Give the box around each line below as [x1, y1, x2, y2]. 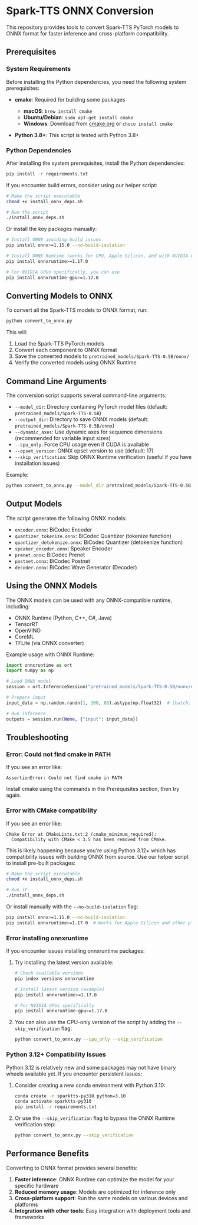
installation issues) [14, 460, 60, 467]
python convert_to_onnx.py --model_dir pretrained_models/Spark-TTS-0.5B [6, 483, 192, 488]
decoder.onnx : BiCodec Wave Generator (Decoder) [14, 563, 137, 571]
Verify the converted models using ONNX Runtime [14, 359, 137, 366]
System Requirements [6, 65, 71, 73]
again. [6, 791, 22, 799]
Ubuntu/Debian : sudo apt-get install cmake [23, 113, 134, 120]
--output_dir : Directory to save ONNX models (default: [14, 416, 149, 423]
